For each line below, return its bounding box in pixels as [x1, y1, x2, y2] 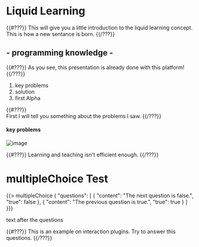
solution [14, 88, 35, 95]
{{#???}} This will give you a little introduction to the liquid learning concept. [6, 24, 193, 31]
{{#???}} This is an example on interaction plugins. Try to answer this [6, 228, 176, 235]
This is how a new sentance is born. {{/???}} [6, 30, 115, 37]
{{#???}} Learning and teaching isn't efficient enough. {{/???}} [6, 151, 159, 158]
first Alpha [14, 94, 41, 101]
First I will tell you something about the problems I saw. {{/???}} [6, 112, 161, 119]
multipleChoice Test [6, 172, 109, 186]
